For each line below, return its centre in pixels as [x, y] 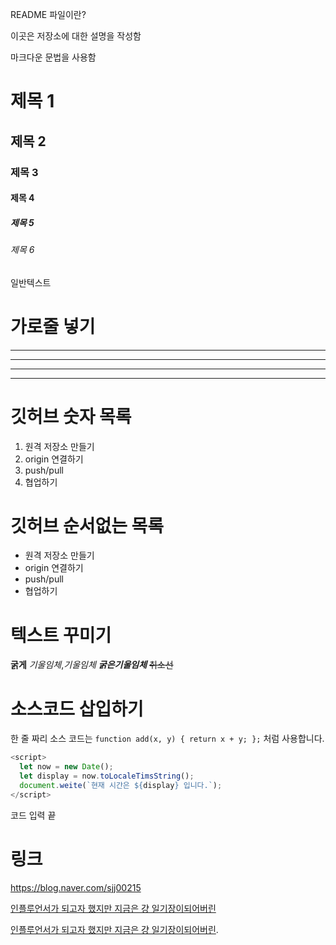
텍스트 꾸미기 [61, 635]
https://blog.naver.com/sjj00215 [76, 887]
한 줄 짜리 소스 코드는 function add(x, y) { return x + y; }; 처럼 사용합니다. [167, 739]
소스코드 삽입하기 [77, 709]
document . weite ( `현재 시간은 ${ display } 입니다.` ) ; [121, 785]
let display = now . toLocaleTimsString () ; [107, 776]
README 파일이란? [48, 14]
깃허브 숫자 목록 [71, 416]
